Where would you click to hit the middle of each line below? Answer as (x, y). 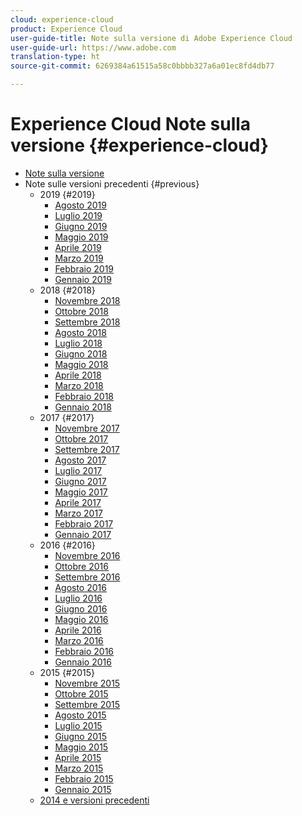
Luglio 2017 (78, 470)
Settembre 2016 (87, 577)
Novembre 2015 (87, 683)
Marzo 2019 (79, 258)
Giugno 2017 (80, 481)
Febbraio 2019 (84, 268)
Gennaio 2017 (83, 534)
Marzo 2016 (79, 640)
